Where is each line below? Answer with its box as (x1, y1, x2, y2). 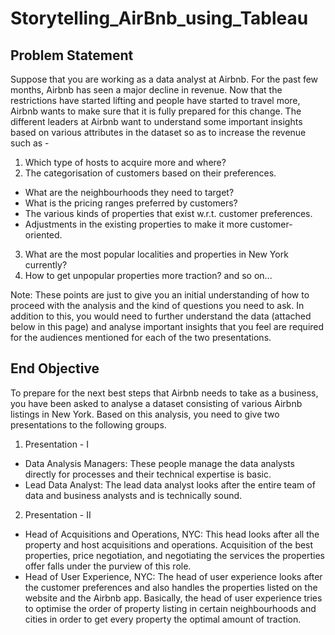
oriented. (24, 229, 63, 241)
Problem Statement (10, 47, 134, 64)
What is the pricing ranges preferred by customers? (24, 197, 238, 209)
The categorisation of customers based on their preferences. (24, 167, 277, 179)
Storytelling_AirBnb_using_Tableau (10, 7, 309, 30)
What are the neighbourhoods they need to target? (24, 187, 235, 198)
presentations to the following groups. (10, 418, 167, 431)
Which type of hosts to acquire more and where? (24, 157, 227, 168)
